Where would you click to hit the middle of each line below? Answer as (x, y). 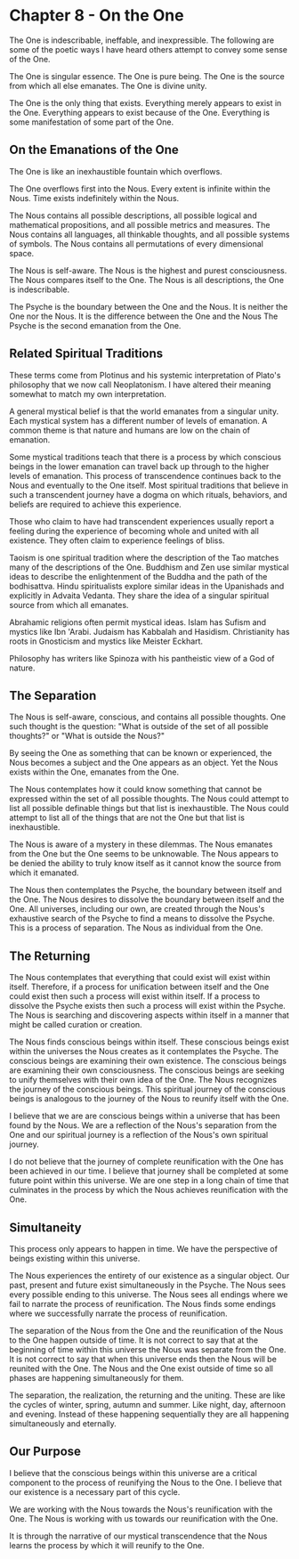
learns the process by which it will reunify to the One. (107, 1545)
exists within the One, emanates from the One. (94, 772)
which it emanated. (44, 873)
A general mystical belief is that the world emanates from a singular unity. (144, 411)
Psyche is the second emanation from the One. (95, 325)
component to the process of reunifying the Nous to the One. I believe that (145, 1482)
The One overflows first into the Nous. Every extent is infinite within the (140, 189)
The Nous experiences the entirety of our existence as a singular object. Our (149, 1275)
